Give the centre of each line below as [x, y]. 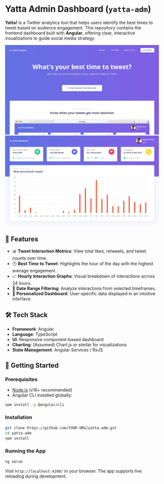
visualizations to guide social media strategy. [50, 38]
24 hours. [22, 283]
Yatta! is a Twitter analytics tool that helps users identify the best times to [79, 23]
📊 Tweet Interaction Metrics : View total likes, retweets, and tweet [79, 251]
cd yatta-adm [18, 433]
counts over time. [30, 258]
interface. [22, 299]
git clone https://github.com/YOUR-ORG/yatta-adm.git [61, 428]
